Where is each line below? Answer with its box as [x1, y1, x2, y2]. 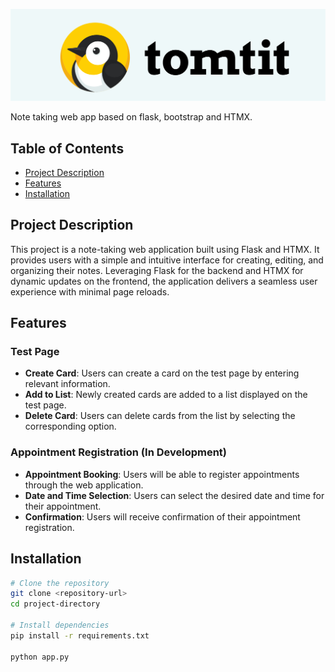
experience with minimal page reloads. [10, 285, 170, 298]
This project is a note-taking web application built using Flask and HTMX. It [10, 243, 320, 255]
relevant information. [24, 378, 111, 390]
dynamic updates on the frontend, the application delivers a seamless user [10, 275, 318, 287]
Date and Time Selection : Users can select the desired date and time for [24, 489, 325, 501]
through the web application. [24, 479, 144, 491]
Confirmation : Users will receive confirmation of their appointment [24, 510, 301, 523]
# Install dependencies [10, 620, 110, 631]
